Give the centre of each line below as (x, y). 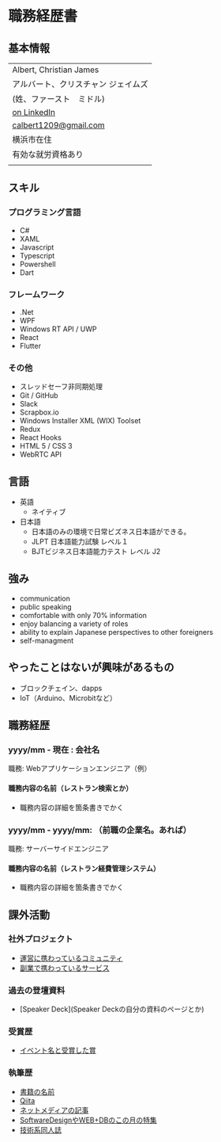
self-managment (47, 640)
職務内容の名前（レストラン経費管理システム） (84, 868)
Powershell (38, 264)
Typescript (37, 255)
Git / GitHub (39, 395)
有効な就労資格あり (48, 154)
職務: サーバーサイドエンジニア (58, 848)
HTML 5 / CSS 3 (46, 446)
